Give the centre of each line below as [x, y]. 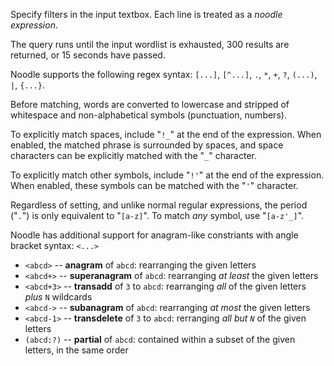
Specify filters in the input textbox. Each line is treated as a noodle [146, 14]
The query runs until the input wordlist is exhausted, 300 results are [150, 44]
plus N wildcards [58, 297]
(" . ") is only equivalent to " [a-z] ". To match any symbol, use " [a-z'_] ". [157, 215]
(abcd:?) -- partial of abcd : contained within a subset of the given [160, 339]
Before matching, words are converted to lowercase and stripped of [150, 104]
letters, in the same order [76, 350]
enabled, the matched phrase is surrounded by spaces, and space [147, 145]
